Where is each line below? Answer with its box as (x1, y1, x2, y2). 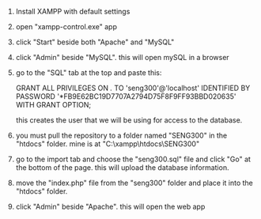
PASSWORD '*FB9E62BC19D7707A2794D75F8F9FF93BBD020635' (15, 92, 236, 101)
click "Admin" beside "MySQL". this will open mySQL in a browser (15, 53, 229, 62)
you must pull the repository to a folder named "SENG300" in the (15, 130, 228, 140)
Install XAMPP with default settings (15, 7, 130, 16)
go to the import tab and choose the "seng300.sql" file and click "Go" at (15, 154, 252, 164)
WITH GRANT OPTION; (15, 100, 92, 109)
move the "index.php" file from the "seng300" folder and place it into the (15, 178, 253, 187)
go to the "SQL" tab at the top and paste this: (15, 68, 162, 77)
